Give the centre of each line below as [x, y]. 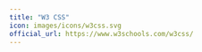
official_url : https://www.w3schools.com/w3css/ [101, 33]
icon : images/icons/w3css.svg [66, 26]
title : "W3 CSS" [39, 17]
